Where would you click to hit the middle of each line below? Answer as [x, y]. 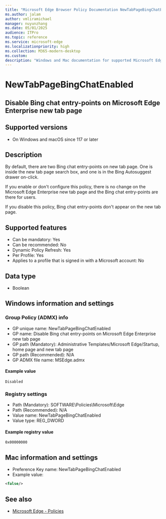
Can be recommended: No [39, 245]
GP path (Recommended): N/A [43, 354]
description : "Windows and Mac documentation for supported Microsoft [79, 60]
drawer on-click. [22, 177]
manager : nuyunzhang [26, 23]
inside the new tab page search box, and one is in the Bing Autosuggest [78, 172]
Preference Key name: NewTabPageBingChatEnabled [66, 470]
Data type [21, 276]
